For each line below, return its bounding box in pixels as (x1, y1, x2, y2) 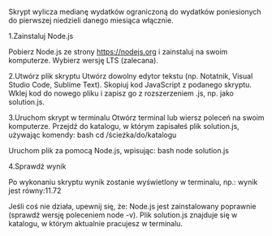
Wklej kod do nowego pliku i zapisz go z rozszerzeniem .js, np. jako (8, 88, 234, 98)
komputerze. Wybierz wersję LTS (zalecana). (8, 56, 158, 65)
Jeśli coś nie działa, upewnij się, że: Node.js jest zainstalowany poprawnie (8, 202, 257, 211)
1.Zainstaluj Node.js (8, 32, 74, 41)
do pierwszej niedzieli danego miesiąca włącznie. (8, 15, 174, 25)
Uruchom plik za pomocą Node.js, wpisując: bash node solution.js (8, 146, 230, 155)
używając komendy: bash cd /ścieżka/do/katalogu (8, 130, 177, 139)
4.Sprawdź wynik (8, 161, 67, 171)
